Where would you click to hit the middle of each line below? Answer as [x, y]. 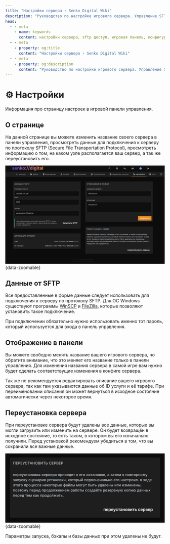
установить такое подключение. [40, 311]
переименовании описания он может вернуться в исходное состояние [82, 391]
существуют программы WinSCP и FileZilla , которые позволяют [74, 306]
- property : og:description [44, 64]
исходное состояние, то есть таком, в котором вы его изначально [77, 436]
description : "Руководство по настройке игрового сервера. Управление [81, 16]
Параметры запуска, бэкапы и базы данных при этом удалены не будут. [83, 536]
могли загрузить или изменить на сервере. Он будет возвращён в [77, 430]
